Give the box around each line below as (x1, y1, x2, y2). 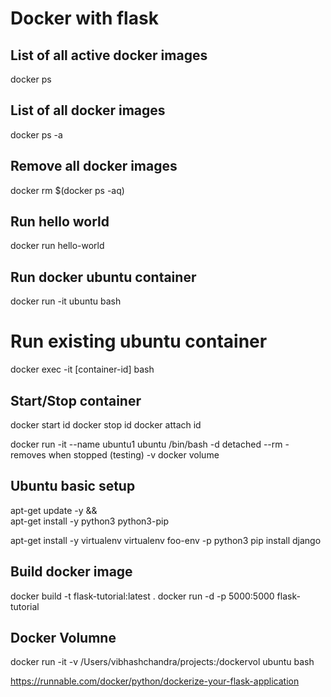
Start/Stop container (10, 392, 142, 409)
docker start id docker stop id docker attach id (10, 419, 202, 431)
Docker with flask (10, 7, 159, 30)
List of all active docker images (10, 47, 208, 64)
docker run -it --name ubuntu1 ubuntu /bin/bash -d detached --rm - (10, 438, 290, 450)
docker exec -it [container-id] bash (10, 363, 155, 376)
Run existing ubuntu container (10, 330, 268, 353)
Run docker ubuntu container (10, 268, 197, 286)
